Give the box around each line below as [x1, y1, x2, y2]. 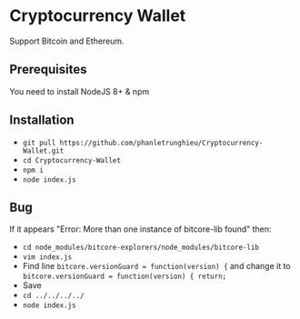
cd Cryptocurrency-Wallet [22, 155, 121, 164]
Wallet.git [22, 146, 65, 155]
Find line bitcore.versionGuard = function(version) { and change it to [22, 261, 291, 272]
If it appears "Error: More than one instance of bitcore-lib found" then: [9, 224, 272, 234]
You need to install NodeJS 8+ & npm [9, 85, 150, 96]
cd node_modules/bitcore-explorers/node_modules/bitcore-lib [22, 243, 260, 253]
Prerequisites [9, 62, 87, 77]
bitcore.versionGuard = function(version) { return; [22, 272, 227, 282]
